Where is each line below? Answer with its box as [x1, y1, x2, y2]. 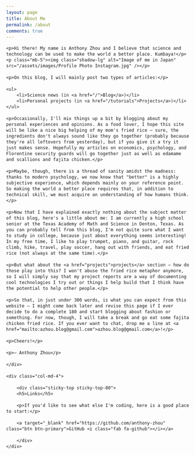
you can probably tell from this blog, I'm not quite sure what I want [6, 227, 184, 233]
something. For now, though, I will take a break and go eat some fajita [6, 315, 190, 321]
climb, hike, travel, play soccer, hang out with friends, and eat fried [6, 245, 190, 251]
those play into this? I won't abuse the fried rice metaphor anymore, [6, 268, 184, 274]
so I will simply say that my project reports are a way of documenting [6, 274, 187, 280]
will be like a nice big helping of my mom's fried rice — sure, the [6, 128, 179, 134]
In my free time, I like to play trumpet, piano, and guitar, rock [6, 239, 174, 245]
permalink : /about [6, 22, 51, 28]
